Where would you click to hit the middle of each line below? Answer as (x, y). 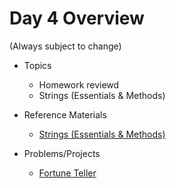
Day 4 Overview (77, 18)
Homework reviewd (79, 84)
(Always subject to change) (65, 46)
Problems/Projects (62, 153)
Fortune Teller (67, 173)
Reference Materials (65, 114)
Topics (37, 65)
